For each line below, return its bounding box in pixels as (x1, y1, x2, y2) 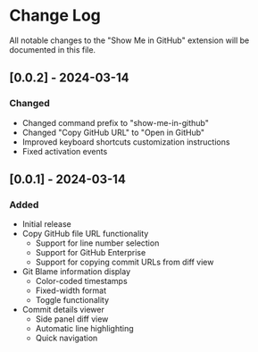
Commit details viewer (21, 305, 105, 315)
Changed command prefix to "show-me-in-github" (21, 117, 210, 128)
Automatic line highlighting (35, 323, 134, 334)
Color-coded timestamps (35, 276, 128, 287)
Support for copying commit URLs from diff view (35, 256, 214, 268)
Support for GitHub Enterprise (35, 247, 146, 258)
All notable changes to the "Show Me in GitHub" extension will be (9, 35, 250, 46)
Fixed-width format (35, 285, 107, 296)
